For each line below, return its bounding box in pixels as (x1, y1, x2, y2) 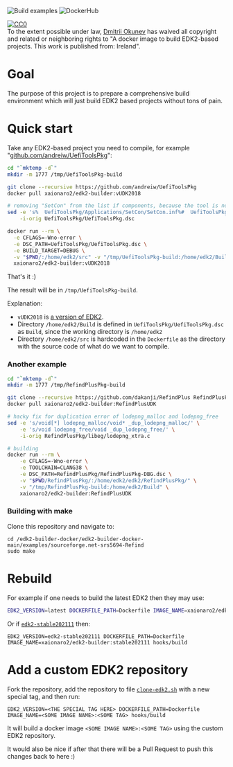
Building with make (7, 506, 73, 516)
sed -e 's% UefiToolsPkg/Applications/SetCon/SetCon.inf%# (7, 209, 185, 216)
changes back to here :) (7, 752, 76, 760)
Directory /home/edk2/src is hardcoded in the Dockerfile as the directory (17, 335, 225, 343)
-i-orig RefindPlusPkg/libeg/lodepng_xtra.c (19, 432, 150, 439)
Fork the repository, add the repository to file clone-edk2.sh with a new (7, 685, 210, 693)
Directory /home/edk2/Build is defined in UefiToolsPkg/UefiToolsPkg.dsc (17, 320, 224, 328)
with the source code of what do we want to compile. (17, 342, 170, 351)
